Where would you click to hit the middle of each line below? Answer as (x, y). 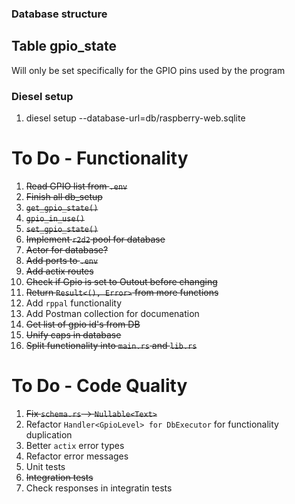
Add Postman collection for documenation (112, 313)
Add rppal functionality (74, 303)
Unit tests (45, 466)
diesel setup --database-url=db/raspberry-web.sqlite (135, 118)
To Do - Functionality (100, 158)
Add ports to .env (62, 260)
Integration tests (59, 477)
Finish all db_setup (64, 196)
